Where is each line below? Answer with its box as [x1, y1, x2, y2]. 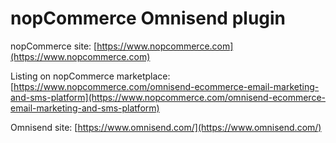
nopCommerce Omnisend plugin [10, 7, 287, 30]
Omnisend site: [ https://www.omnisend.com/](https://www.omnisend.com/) [10, 121, 322, 133]
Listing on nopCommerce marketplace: [10, 70, 171, 82]
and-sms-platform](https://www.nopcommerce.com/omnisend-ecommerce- [10, 91, 327, 103]
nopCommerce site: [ [10, 40, 98, 52]
